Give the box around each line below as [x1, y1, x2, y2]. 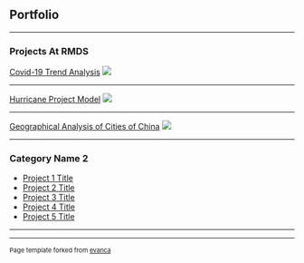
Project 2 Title [22, 182, 75, 193]
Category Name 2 [9, 152, 89, 165]
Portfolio [9, 7, 60, 23]
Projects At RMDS [9, 44, 89, 57]
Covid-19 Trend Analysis [9, 67, 101, 78]
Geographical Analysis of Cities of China [9, 122, 160, 132]
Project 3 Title [22, 192, 75, 203]
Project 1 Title [22, 172, 74, 184]
